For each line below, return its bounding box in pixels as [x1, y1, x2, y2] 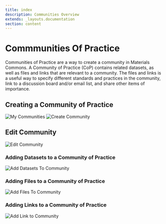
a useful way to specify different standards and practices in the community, [5, 75, 161, 81]
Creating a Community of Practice [5, 100, 113, 109]
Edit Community [5, 128, 56, 136]
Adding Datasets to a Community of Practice [5, 153, 116, 160]
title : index [5, 7, 32, 12]
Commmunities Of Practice [5, 43, 120, 54]
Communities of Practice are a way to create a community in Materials [5, 59, 150, 65]
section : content [5, 21, 41, 26]
